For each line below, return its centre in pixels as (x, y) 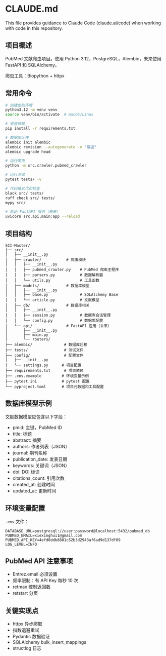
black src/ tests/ (24, 193)
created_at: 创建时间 (34, 484)
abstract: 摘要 (27, 440)
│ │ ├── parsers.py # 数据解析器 (54, 275)
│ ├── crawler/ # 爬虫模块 (46, 260)
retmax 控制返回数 (32, 587)
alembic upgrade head (28, 152)
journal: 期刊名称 (30, 453)
